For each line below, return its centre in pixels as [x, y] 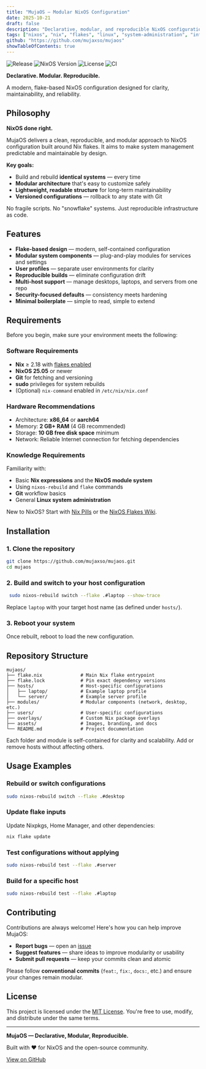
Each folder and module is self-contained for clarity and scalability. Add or [100, 740]
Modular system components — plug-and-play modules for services [103, 255]
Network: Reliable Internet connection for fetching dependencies [97, 439]
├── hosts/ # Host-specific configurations [85, 686]
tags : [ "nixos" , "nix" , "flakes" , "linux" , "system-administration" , [97, 35]
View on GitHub [26, 1059]
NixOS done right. [30, 128]
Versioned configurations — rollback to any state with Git [89, 196]
